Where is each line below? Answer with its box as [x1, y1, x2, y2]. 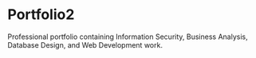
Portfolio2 [7, 6, 75, 24]
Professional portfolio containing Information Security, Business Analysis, [7, 32, 248, 41]
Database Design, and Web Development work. [7, 40, 163, 49]
